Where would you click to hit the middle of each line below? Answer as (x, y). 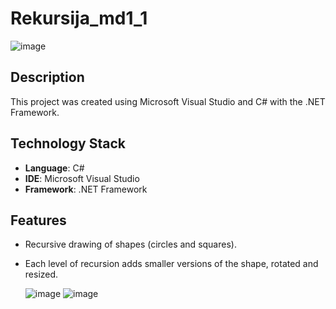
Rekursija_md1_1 (79, 18)
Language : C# (54, 168)
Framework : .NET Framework (86, 189)
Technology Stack (68, 143)
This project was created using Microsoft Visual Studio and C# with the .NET (168, 101)
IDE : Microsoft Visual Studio (82, 178)
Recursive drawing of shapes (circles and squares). (130, 244)
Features (38, 220)
